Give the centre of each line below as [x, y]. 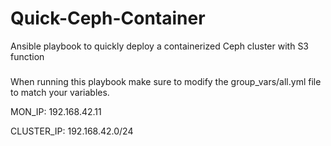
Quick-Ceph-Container [108, 18]
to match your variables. [60, 92]
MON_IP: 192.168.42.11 [56, 111]
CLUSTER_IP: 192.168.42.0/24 [72, 131]
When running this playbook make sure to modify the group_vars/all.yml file [166, 81]
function [27, 56]
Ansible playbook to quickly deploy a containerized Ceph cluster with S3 [160, 46]
